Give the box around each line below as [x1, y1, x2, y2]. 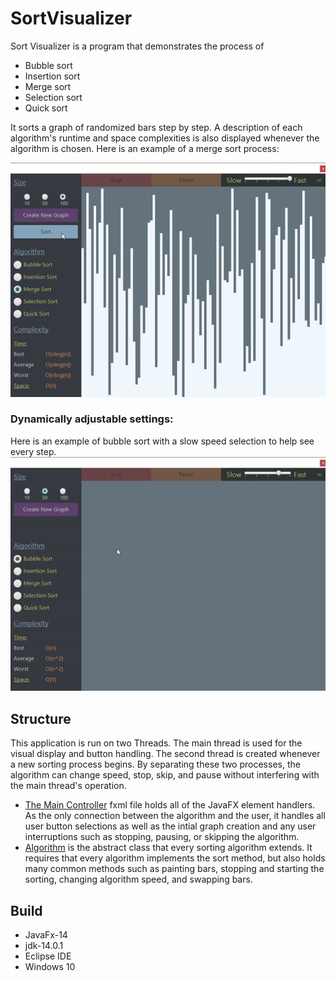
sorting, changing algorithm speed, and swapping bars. [24, 873, 253, 886]
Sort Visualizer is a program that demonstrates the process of [10, 40, 265, 52]
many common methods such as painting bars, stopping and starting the [24, 863, 325, 875]
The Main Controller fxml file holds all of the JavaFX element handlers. [24, 799, 316, 811]
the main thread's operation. [10, 780, 127, 792]
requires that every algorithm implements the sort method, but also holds [24, 852, 326, 864]
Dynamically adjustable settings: [10, 412, 174, 426]
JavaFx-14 [24, 929, 68, 941]
